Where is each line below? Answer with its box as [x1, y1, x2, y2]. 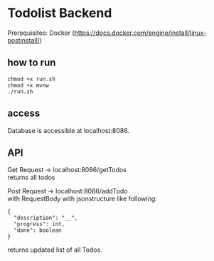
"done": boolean [14, 227, 62, 234]
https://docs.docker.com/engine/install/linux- [74, 28, 207, 37]
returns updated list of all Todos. [7, 245, 103, 254]
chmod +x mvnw [7, 82, 50, 89]
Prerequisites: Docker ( [7, 28, 75, 37]
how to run [7, 57, 56, 69]
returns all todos [7, 173, 55, 182]
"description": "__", [14, 215, 78, 222]
